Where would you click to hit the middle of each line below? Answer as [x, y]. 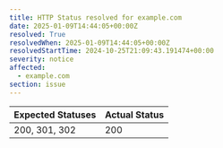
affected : [28, 68]
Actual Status [134, 115]
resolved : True [38, 34]
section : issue [38, 84]
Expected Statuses [55, 115]
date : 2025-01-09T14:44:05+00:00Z [74, 26]
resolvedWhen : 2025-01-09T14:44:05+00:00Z [90, 43]
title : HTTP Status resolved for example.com [95, 17]
